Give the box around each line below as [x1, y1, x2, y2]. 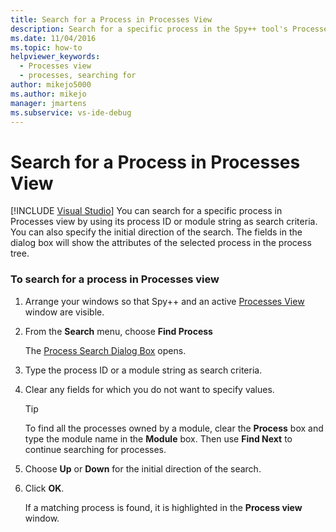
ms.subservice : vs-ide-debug [10, 107, 132, 118]
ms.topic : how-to [10, 42, 83, 53]
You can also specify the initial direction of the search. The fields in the [10, 226, 303, 238]
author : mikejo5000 [10, 80, 92, 90]
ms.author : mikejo [10, 89, 87, 99]
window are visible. [24, 306, 105, 318]
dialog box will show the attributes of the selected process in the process [10, 237, 312, 249]
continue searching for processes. [24, 443, 167, 455]
